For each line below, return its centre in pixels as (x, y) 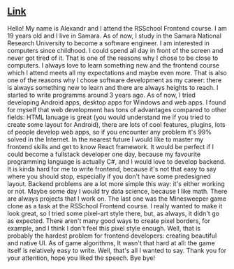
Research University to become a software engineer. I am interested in (108, 43)
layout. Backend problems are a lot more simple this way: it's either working (116, 183)
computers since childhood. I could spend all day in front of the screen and (115, 50)
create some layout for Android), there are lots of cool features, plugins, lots (116, 124)
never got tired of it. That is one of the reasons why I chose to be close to (113, 58)
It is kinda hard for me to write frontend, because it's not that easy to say (112, 169)
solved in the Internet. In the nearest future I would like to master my (105, 139)
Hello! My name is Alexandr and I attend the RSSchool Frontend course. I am (117, 28)
